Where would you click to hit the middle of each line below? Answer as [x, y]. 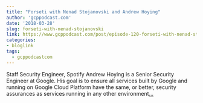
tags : [13, 51]
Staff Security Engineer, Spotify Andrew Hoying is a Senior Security [90, 74]
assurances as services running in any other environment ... [80, 93]
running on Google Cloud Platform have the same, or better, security [91, 87]
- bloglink [20, 46]
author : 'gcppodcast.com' [39, 18]
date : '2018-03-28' [31, 23]
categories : [21, 40]
